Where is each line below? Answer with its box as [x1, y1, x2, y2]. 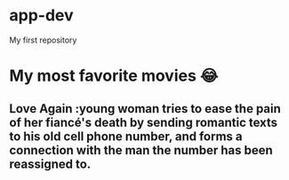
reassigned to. [9, 156, 92, 171]
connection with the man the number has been [9, 143, 273, 158]
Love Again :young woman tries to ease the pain [9, 101, 282, 116]
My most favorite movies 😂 [9, 66, 219, 86]
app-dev [9, 5, 74, 26]
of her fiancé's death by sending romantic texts [9, 114, 278, 129]
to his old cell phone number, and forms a [9, 129, 243, 144]
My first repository [9, 35, 77, 45]
